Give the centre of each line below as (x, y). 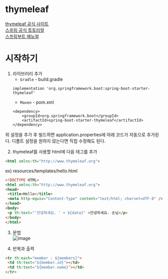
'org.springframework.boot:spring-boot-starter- (98, 88)
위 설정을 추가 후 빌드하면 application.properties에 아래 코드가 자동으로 (75, 134)
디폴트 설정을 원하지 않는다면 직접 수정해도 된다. (59, 141)
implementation (28, 88)
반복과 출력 (23, 248)
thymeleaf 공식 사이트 (27, 24)
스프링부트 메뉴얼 (22, 36)
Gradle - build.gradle (41, 79)
